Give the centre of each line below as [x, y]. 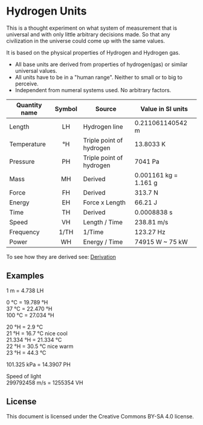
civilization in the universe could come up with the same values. [85, 41]
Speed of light [24, 376]
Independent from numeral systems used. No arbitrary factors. [93, 90]
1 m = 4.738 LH [25, 290]
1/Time [93, 232]
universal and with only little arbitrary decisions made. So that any [88, 34]
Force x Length [104, 202]
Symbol [66, 109]
